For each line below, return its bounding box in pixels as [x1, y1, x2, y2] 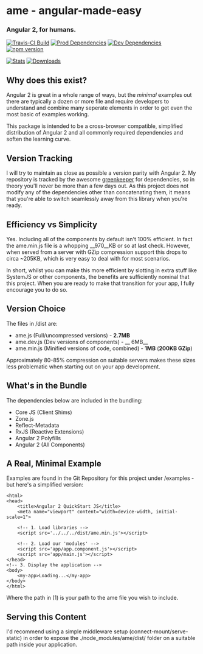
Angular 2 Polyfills [15, 434, 61, 441]
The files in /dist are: [6, 320, 58, 327]
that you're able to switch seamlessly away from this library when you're [6, 195, 188, 203]
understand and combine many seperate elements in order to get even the [6, 104, 193, 111]
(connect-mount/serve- [129, 628, 188, 635]
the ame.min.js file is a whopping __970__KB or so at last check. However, [6, 242, 190, 249]
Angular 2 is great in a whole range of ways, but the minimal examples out [6, 91, 192, 99]
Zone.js [15, 415, 35, 422]
